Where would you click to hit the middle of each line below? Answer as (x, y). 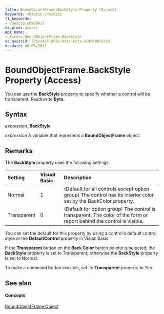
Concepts (15, 295)
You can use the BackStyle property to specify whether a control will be (78, 94)
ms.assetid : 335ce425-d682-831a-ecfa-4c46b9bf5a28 (58, 41)
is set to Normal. (21, 258)
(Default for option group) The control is (110, 209)
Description (78, 177)
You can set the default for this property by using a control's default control (81, 233)
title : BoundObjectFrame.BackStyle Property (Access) (61, 10)
